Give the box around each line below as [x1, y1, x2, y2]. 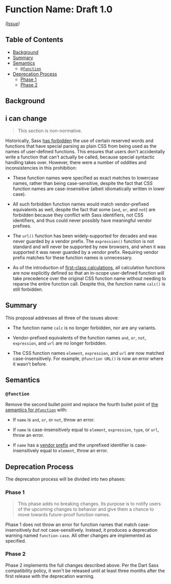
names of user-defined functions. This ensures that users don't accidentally [5, 148, 165, 154]
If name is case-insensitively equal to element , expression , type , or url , [12, 427, 159, 433]
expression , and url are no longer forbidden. [12, 340, 107, 346]
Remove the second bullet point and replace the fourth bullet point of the [5, 401, 158, 408]
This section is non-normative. [17, 127, 83, 134]
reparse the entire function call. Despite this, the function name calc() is [12, 280, 166, 287]
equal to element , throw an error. [40, 448, 108, 454]
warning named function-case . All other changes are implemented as [5, 532, 152, 538]
